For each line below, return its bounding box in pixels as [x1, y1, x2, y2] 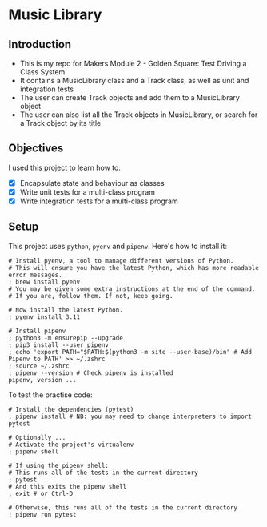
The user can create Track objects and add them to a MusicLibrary [19, 93, 240, 102]
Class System [19, 67, 66, 77]
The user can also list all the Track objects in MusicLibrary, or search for [19, 110, 258, 119]
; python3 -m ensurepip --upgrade [8, 334, 124, 342]
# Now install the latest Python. [8, 306, 124, 314]
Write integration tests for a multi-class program [19, 196, 178, 206]
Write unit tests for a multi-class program [19, 187, 156, 197]
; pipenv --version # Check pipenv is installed [8, 368, 173, 377]
